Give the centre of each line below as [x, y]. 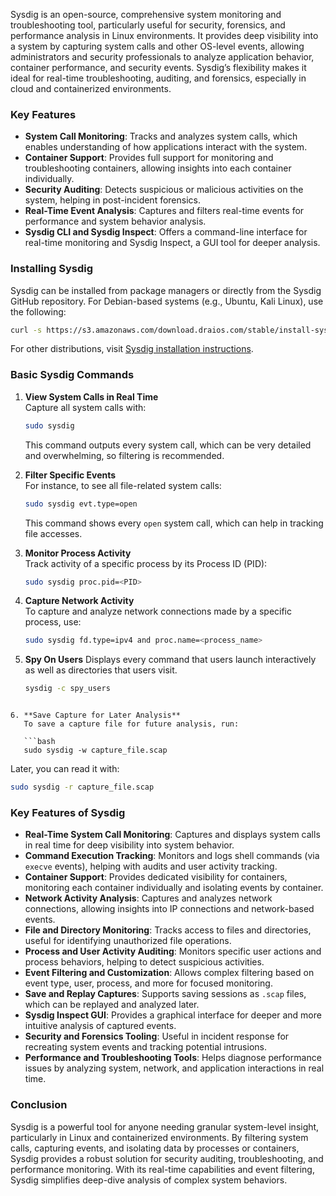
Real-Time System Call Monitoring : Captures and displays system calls [172, 835]
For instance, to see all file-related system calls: [123, 485]
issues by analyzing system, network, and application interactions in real [174, 1068]
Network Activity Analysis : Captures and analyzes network [148, 898]
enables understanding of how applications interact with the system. [166, 147]
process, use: [53, 622]
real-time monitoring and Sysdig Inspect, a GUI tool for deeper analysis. [172, 243]
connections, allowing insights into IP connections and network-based [169, 909]
